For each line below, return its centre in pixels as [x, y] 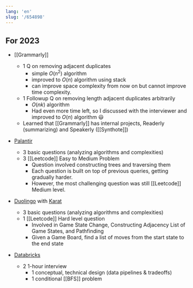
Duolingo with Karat [38, 201]
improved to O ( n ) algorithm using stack [79, 79]
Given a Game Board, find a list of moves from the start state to [108, 237]
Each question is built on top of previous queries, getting [100, 171]
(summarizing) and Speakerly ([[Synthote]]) [75, 129]
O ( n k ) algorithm [50, 104]
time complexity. [51, 92]
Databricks [27, 255]
